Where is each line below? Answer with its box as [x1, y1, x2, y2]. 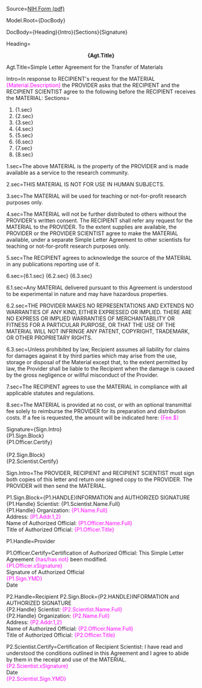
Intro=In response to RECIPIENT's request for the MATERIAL [6, 75, 155, 82]
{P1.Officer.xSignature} [6, 562, 63, 569]
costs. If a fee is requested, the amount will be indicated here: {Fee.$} [6, 414, 179, 421]
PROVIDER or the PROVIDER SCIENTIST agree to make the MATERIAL [6, 230, 179, 237]
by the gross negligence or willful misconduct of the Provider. [6, 371, 159, 379]
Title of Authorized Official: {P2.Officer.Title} [6, 631, 115, 639]
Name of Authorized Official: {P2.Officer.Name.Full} [6, 625, 134, 632]
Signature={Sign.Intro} [6, 426, 62, 433]
